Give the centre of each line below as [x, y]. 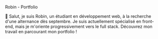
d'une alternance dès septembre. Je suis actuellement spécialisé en [73, 21]
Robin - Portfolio [21, 7]
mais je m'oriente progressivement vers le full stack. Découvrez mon [84, 26]
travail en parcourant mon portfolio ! [41, 32]
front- [148, 21]
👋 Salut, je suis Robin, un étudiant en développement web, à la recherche [78, 16]
